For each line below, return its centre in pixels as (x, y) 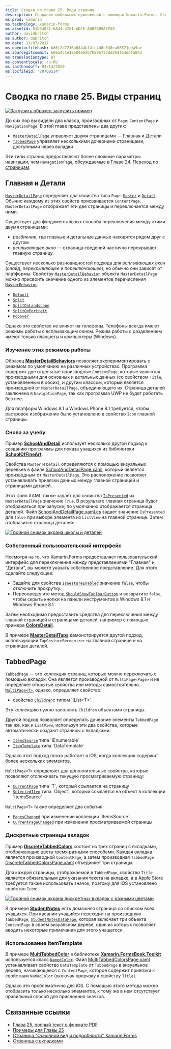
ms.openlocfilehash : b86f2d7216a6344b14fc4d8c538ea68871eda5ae (74, 48)
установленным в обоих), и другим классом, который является (75, 382)
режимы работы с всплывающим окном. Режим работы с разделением (84, 331)
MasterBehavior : (22, 284)
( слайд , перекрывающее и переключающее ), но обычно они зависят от (84, 268)
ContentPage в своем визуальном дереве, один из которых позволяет (81, 924)
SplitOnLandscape (31, 306)
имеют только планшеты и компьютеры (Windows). (61, 337)
